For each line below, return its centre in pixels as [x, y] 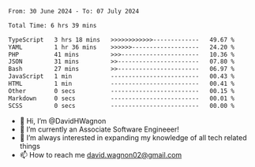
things [30, 146]
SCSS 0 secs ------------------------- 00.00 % [122, 106]
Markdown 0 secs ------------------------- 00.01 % [122, 98]
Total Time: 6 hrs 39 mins [52, 25]
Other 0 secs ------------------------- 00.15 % [122, 91]
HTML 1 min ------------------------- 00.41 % [122, 83]
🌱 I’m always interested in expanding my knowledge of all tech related [133, 137]
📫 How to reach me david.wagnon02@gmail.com [101, 154]
